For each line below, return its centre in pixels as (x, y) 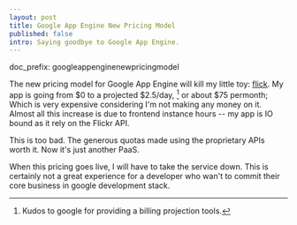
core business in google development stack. (90, 185)
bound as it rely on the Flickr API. (69, 123)
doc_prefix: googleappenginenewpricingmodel (94, 67)
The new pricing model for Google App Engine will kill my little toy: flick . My (147, 84)
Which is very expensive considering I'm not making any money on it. (136, 104)
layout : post (33, 17)
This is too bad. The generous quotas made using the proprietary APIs (137, 140)
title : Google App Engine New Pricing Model (92, 26)
